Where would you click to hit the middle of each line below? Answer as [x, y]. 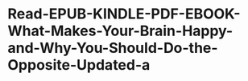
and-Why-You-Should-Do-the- [113, 48]
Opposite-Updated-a [79, 65]
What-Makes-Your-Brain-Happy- [120, 31]
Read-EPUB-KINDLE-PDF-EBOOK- [124, 14]
